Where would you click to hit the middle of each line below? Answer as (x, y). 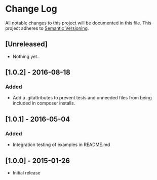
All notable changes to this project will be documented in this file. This (78, 23)
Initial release (26, 172)
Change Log (31, 9)
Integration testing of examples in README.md (61, 145)
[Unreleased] (27, 44)
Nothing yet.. (26, 56)
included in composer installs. (44, 103)
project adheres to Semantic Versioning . (47, 28)
